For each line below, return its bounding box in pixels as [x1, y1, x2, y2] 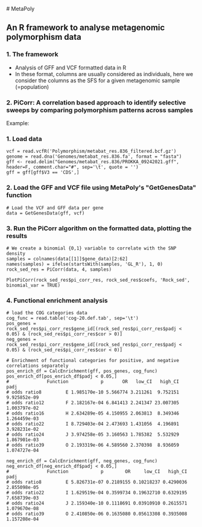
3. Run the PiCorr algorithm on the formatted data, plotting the [6, 224, 192, 232]
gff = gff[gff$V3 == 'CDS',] [6, 169, 80, 176]
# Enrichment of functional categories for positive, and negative [6, 358, 180, 364]
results [6, 231, 28, 240]
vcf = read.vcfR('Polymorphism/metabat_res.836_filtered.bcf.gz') [6, 148, 177, 155]
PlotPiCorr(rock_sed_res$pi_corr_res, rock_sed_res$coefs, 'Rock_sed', [6, 277, 190, 283]
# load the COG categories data [6, 310, 87, 316]
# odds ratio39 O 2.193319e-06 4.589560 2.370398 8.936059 [6, 442, 180, 448]
